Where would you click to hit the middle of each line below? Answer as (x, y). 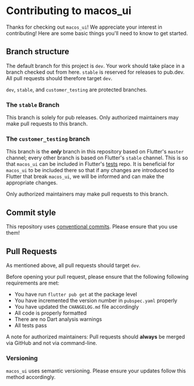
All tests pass (31, 325)
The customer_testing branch (48, 139)
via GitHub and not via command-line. (52, 343)
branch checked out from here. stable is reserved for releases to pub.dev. (96, 72)
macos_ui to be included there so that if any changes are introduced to (90, 170)
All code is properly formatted (50, 313)
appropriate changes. (32, 183)
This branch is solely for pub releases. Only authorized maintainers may (93, 118)
